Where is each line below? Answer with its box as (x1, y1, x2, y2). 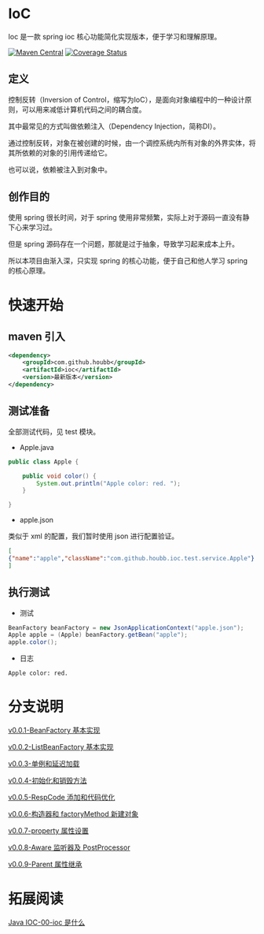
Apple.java (19, 442, 54, 452)
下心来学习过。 (8, 222, 57, 232)
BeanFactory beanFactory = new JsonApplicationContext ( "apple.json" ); (8, 623, 244, 631)
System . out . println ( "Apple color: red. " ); (36, 479, 181, 487)
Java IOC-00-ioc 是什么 (8, 917, 86, 927)
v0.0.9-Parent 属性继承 (8, 860, 82, 869)
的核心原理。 (8, 266, 49, 275)
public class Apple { (8, 458, 79, 466)
